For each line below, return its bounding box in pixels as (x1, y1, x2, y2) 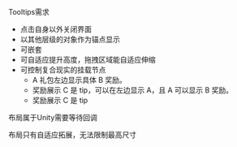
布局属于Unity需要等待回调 (8, 113, 97, 122)
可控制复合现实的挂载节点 (19, 65, 106, 75)
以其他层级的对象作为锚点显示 (19, 35, 120, 44)
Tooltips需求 (8, 7, 50, 16)
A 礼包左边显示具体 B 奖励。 (32, 76, 127, 84)
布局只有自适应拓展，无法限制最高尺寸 (8, 130, 136, 140)
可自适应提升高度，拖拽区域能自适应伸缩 (19, 55, 156, 64)
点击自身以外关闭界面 (19, 24, 92, 34)
